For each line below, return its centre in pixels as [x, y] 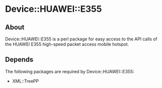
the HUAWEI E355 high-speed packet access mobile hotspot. [67, 44]
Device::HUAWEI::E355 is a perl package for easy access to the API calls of [81, 39]
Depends [19, 60]
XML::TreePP [26, 81]
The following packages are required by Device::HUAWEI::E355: [70, 71]
